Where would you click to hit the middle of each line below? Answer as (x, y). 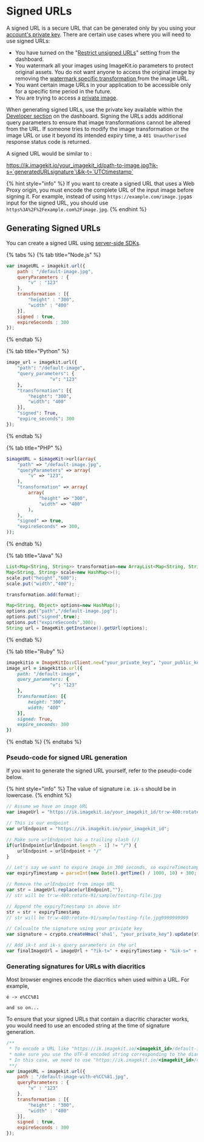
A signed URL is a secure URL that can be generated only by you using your (101, 28)
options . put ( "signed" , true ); (43, 617)
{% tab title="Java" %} (34, 556)
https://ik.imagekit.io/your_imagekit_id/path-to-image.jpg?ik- (82, 165)
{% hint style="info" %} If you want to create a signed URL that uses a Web (100, 183)
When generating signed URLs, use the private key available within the (95, 109)
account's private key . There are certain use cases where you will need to (99, 34)
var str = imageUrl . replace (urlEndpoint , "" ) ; (65, 890)
